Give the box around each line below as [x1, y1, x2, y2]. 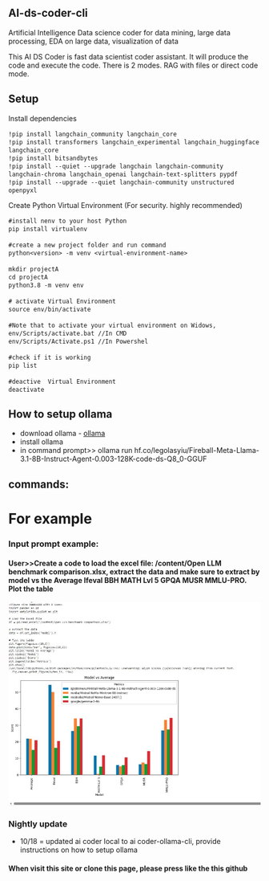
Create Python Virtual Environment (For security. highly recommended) [8, 200, 243, 210]
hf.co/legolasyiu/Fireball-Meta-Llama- [134, 446, 260, 455]
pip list [8, 361, 38, 369]
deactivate [8, 385, 45, 394]
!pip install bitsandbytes [8, 154, 98, 162]
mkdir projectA [8, 265, 59, 273]
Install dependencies [8, 113, 78, 123]
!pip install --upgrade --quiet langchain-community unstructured [8, 178, 235, 186]
